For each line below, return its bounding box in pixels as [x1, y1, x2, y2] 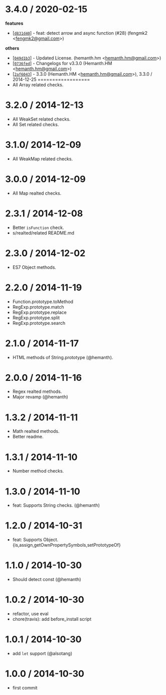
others [5, 45, 20, 51]
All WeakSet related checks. [12, 116, 71, 122]
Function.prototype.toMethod [12, 299, 74, 305]
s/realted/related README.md [12, 229, 74, 236]
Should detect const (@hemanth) [12, 576, 81, 583]
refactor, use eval [12, 611, 49, 617]
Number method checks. [12, 468, 64, 474]
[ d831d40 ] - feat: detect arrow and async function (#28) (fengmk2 [12, 30, 148, 36]
